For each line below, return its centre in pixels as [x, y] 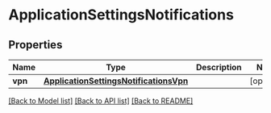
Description [219, 67]
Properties [35, 45]
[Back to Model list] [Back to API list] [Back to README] [101, 101]
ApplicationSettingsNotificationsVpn [116, 81]
